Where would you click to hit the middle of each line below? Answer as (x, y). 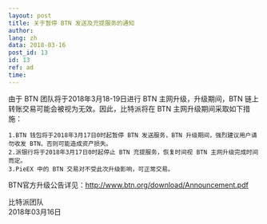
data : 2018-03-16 (37, 45)
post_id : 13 (28, 53)
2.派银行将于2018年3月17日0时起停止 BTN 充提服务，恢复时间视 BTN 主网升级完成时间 (133, 152)
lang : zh (23, 38)
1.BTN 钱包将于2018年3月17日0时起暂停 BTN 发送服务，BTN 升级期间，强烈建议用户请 (133, 135)
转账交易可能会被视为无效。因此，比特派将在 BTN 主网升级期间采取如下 (126, 108)
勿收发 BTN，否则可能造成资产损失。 (60, 143)
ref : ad (21, 68)
